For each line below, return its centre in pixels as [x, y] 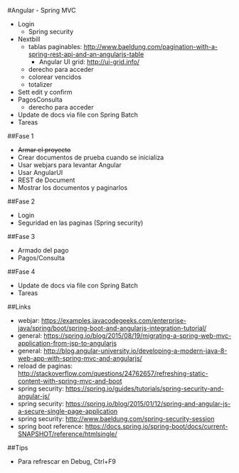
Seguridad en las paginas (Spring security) [80, 223]
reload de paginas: [45, 366]
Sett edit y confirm [45, 92]
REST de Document [46, 180]
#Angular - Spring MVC [42, 10]
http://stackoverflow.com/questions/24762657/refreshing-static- [113, 373]
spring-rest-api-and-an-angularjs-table [86, 54]
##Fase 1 [21, 136]
